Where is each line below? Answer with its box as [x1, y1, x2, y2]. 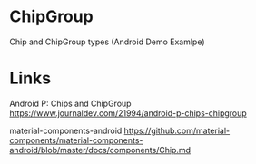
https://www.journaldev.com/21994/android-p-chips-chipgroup [9, 107, 247, 119]
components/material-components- [9, 134, 143, 146]
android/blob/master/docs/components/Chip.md [9, 144, 192, 155]
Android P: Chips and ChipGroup [9, 98, 132, 109]
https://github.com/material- [123, 125, 231, 136]
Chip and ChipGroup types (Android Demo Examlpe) [9, 36, 206, 47]
